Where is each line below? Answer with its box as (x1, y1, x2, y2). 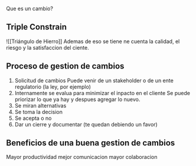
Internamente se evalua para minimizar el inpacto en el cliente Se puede (14, 89, 191, 96)
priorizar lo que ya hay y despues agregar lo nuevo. (14, 96, 141, 103)
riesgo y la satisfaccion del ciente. (6, 44, 90, 51)
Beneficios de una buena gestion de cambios (6, 138, 175, 148)
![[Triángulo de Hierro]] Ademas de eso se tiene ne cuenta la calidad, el (6, 38, 180, 45)
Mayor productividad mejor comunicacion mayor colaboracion (6, 154, 158, 161)
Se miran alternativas (14, 102, 67, 109)
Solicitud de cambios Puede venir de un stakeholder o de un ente (14, 77, 174, 84)
